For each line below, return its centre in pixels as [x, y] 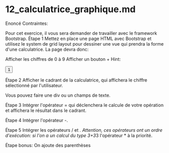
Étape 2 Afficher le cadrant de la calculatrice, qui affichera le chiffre [76, 80]
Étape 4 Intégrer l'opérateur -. [37, 120]
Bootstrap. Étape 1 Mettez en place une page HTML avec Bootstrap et [78, 39]
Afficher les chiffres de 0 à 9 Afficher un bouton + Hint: [63, 59]
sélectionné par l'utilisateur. [34, 85]
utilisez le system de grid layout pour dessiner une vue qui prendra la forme [84, 44]
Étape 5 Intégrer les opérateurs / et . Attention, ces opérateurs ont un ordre [84, 130]
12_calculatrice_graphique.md [71, 9]
